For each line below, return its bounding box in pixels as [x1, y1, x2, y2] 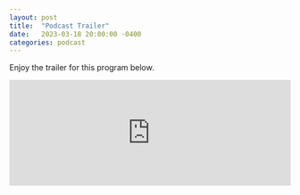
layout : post [9, 12, 58, 22]
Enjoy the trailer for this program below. [9, 62, 154, 73]
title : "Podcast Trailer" [9, 21, 110, 30]
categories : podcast [9, 37, 87, 47]
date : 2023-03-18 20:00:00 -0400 [9, 29, 142, 38]
